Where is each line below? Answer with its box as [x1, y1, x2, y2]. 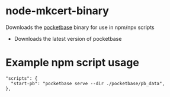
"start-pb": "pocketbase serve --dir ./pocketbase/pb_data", [11, 80, 165, 86]
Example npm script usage [5, 56, 140, 69]
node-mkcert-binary [5, 4, 109, 18]
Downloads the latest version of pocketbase [14, 35, 122, 42]
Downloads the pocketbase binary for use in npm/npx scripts [5, 24, 155, 31]
